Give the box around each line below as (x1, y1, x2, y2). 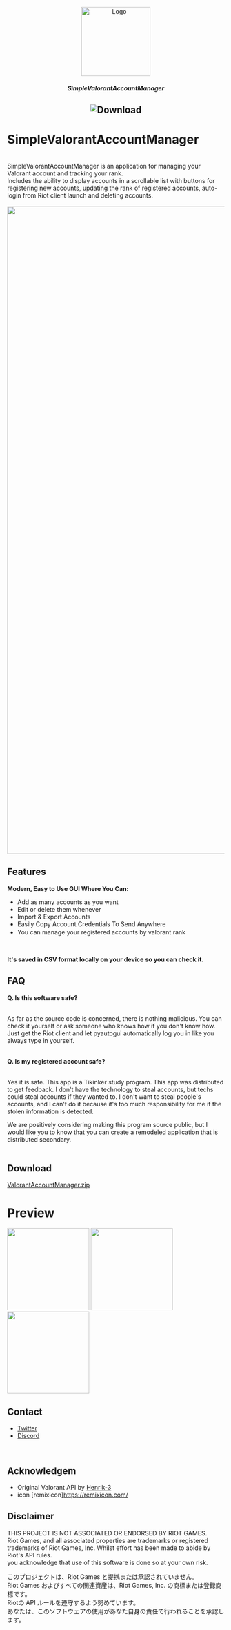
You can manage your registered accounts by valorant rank (17, 928, 186, 936)
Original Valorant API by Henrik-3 (17, 1483, 112, 1491)
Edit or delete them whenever (17, 905, 101, 913)
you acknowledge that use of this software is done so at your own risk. (7, 1558, 208, 1566)
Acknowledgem (7, 1465, 77, 1477)
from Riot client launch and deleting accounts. (22, 191, 154, 200)
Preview (7, 1205, 55, 1220)
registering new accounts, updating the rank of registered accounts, (7, 184, 201, 192)
